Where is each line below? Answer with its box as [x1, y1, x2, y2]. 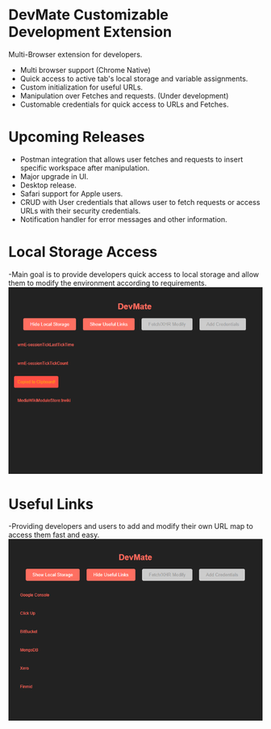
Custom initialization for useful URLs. [19, 82, 144, 92]
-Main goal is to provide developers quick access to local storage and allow [8, 269, 260, 279]
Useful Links [8, 495, 94, 513]
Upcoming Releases [8, 128, 145, 146]
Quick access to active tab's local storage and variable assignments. [19, 73, 248, 83]
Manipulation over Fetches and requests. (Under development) [19, 90, 229, 100]
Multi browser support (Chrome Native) [19, 65, 151, 74]
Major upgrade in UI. [19, 171, 89, 181]
